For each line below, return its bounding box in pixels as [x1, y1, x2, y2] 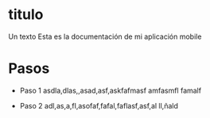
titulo [8, 6, 44, 24]
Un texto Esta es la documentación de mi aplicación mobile [8, 32, 202, 41]
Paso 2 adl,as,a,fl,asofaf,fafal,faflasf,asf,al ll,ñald [19, 101, 179, 110]
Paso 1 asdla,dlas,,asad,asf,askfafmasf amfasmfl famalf [19, 86, 201, 95]
